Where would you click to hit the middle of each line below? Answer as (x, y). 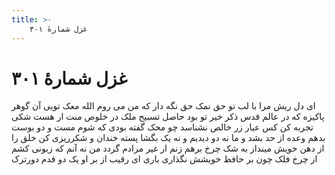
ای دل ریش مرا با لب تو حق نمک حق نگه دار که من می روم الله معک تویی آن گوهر (163, 106)
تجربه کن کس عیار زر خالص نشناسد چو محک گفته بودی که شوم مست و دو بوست (162, 127)
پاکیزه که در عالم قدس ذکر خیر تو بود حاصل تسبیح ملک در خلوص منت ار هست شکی (168, 117)
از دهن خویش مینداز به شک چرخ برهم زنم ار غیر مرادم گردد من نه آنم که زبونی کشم (168, 148)
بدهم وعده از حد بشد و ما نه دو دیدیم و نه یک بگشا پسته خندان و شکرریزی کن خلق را (168, 138)
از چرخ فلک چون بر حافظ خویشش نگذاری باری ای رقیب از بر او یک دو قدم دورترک (164, 159)
